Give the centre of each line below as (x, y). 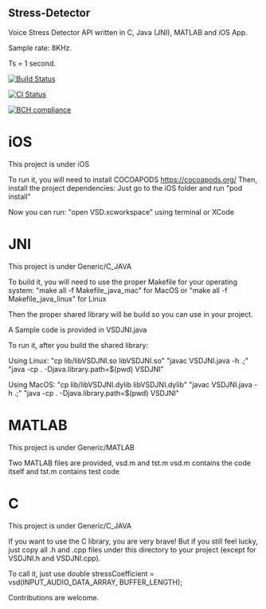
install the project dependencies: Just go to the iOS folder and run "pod (125, 188)
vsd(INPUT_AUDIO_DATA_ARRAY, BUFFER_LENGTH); (96, 582)
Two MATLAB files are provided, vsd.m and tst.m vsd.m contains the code (129, 463)
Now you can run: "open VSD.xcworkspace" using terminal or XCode (121, 212)
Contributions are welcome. (54, 597)
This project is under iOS (49, 164)
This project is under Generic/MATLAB (72, 447)
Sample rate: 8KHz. (40, 48)
